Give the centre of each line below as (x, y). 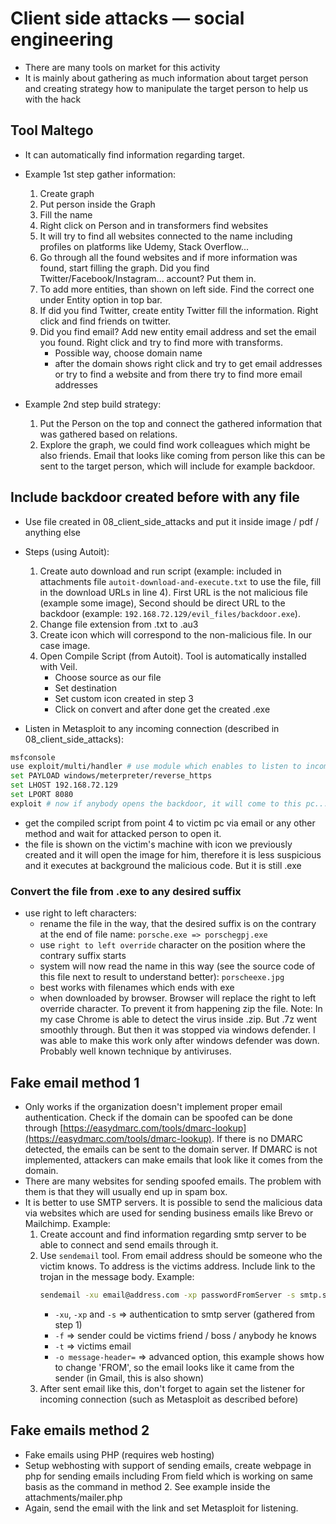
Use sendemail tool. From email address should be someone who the (181, 1255)
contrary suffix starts (83, 956)
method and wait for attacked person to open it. (123, 833)
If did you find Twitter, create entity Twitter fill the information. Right (179, 310)
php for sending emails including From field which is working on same (169, 1476)
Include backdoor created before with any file (155, 497)
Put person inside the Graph (97, 204)
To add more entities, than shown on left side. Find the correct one (177, 289)
